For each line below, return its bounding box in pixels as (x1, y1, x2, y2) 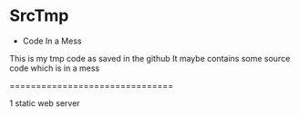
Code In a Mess (22, 35, 82, 46)
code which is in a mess (9, 63, 100, 73)
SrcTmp (9, 5, 69, 26)
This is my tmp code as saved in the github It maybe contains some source (9, 53, 291, 63)
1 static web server (9, 97, 80, 109)
